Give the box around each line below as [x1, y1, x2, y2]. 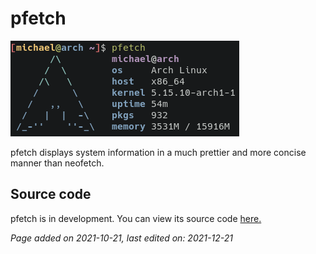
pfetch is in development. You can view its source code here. [10, 212, 262, 224]
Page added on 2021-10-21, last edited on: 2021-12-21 [10, 232, 233, 244]
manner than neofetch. [10, 157, 105, 169]
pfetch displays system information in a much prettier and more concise [10, 146, 307, 158]
